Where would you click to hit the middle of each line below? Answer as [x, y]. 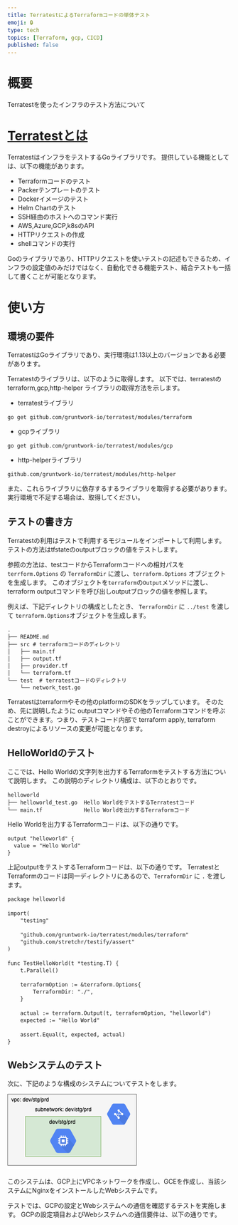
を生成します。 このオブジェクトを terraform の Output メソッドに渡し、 [109, 582]
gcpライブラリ [39, 431]
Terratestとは [48, 136]
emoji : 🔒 [20, 22]
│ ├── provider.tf [38, 666]
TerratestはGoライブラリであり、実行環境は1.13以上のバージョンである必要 [117, 355]
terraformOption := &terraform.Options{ [81, 984]
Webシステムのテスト [55, 1065]
